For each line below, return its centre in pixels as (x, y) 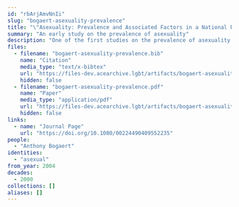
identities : (25, 153)
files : (17, 47)
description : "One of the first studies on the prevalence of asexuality (119, 41)
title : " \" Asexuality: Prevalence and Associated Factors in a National (117, 27)
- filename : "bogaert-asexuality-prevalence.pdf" (89, 87)
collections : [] (31, 186)
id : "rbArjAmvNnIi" (36, 14)
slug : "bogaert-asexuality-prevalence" (67, 21)
